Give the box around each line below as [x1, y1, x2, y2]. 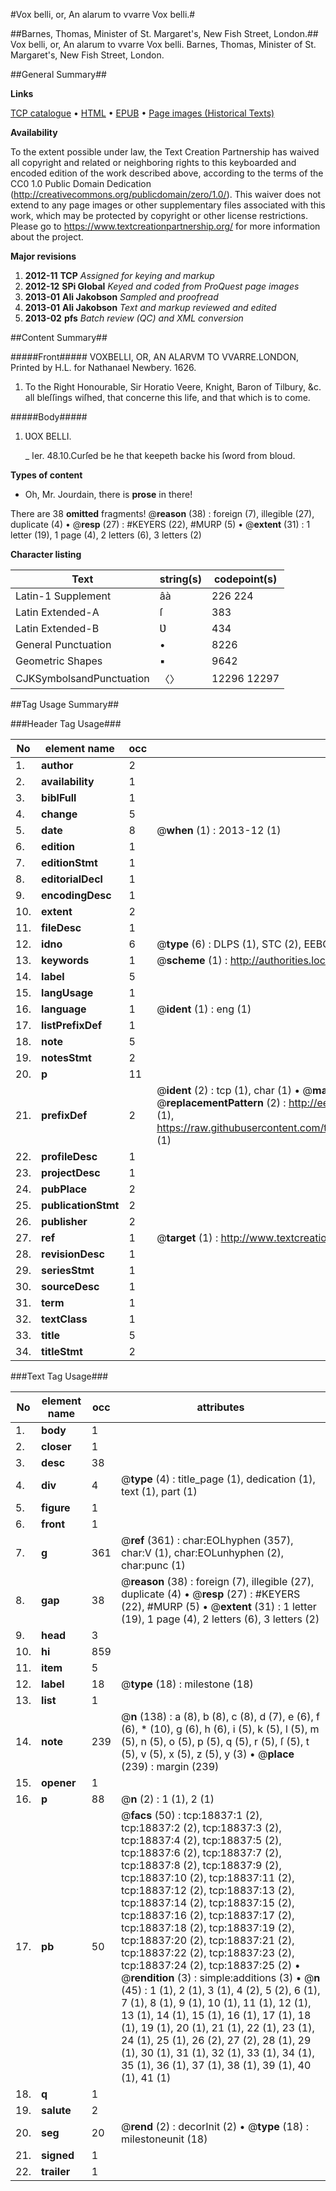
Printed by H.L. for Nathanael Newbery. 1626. [10, 362, 197, 373]
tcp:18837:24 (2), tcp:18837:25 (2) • [120, 1959, 301, 1972]
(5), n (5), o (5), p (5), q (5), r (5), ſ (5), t [120, 1735, 310, 1748]
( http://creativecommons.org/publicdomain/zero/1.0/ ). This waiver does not [10, 189, 322, 200]
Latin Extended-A [15, 605, 100, 619]
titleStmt [41, 1345, 83, 1358]
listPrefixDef [41, 1019, 103, 1032]
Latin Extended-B [15, 622, 100, 635]
